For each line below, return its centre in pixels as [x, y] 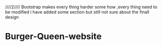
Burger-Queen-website [53, 37]
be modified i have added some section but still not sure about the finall [77, 12]
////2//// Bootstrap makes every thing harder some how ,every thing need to [81, 7]
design [12, 17]
